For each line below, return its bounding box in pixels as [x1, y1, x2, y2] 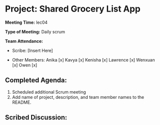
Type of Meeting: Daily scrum [5, 29, 65, 34]
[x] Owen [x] [12, 62, 37, 68]
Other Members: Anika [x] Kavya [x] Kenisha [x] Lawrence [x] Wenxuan [12, 57, 155, 62]
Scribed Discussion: [5, 113, 67, 122]
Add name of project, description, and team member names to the [12, 94, 144, 100]
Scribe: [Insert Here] [12, 47, 53, 53]
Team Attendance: [5, 38, 43, 44]
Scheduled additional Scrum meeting [12, 89, 86, 95]
